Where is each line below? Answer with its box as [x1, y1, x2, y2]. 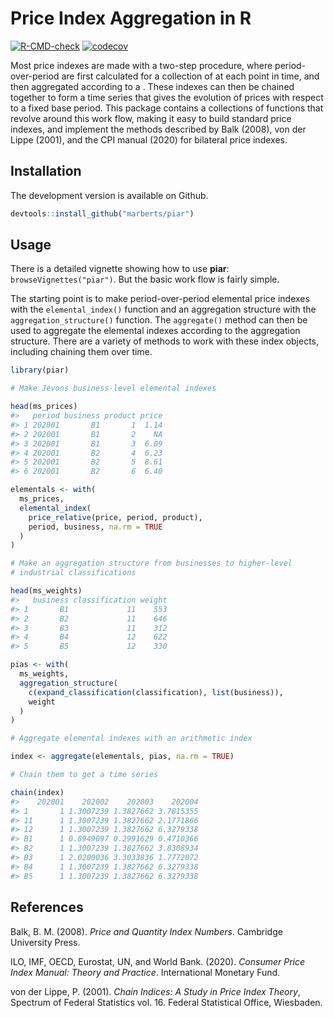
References [10, 899, 84, 916]
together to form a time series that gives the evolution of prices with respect [10, 91, 324, 103]
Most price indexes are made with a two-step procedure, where [10, 59, 273, 71]
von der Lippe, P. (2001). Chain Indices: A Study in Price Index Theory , [10, 985, 301, 997]
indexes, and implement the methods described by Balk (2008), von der [10, 123, 307, 135]
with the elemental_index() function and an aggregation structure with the [10, 303, 317, 316]
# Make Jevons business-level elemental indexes [10, 383, 217, 394]
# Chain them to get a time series [10, 770, 159, 780]
